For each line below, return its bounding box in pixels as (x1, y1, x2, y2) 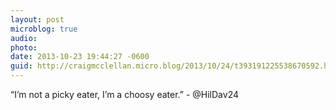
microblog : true (10, 24, 78, 34)
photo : (10, 42, 38, 53)
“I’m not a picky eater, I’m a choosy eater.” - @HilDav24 (10, 89, 240, 100)
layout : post (10, 14, 65, 25)
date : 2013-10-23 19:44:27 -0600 (10, 52, 150, 62)
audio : (10, 33, 38, 43)
